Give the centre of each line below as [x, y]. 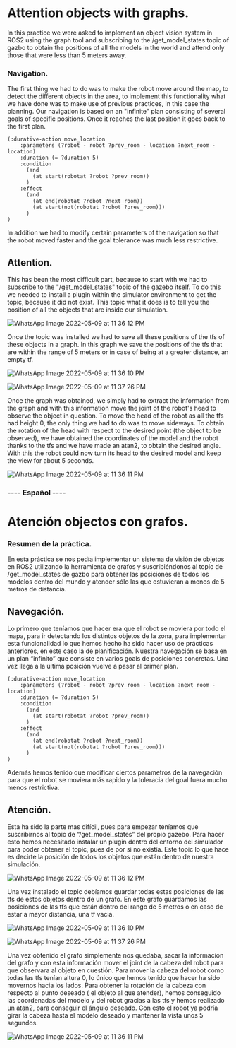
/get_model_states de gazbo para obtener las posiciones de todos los [108, 575]
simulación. [24, 864]
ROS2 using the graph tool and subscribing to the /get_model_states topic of [118, 40]
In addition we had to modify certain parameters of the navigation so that [113, 233]
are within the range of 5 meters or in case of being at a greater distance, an [118, 352]
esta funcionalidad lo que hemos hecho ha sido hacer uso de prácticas [110, 644]
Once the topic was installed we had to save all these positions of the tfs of [116, 337]
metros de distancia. [37, 589]
